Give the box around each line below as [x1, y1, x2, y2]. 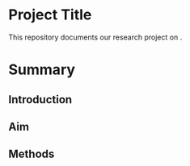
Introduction [8, 93, 73, 106]
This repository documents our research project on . [8, 32, 183, 42]
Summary [8, 60, 75, 79]
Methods [8, 147, 55, 161]
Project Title [8, 6, 92, 24]
